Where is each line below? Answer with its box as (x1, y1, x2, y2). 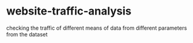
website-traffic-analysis (6, 4, 132, 18)
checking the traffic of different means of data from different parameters (6, 24, 188, 31)
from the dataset (6, 30, 48, 38)
